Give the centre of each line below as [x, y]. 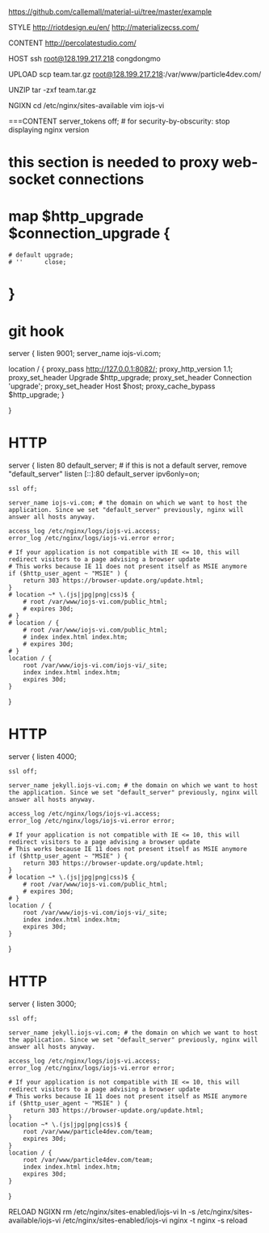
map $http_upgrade [76, 216]
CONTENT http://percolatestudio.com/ [72, 43]
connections [101, 180]
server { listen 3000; [42, 1004]
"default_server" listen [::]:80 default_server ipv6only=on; [104, 474]
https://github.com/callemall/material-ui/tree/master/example [110, 12]
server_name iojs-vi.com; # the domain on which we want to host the [128, 503]
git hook [36, 331]
